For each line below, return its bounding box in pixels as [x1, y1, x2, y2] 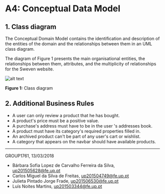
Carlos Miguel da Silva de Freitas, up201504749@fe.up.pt [12, 173, 129, 179]
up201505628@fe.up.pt [12, 167, 60, 173]
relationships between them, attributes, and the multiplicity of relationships [5, 61, 156, 66]
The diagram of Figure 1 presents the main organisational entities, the [5, 56, 145, 62]
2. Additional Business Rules [5, 99, 94, 108]
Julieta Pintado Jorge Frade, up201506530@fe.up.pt [12, 178, 119, 184]
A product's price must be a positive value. [12, 118, 99, 124]
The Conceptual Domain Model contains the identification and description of [5, 35, 160, 41]
